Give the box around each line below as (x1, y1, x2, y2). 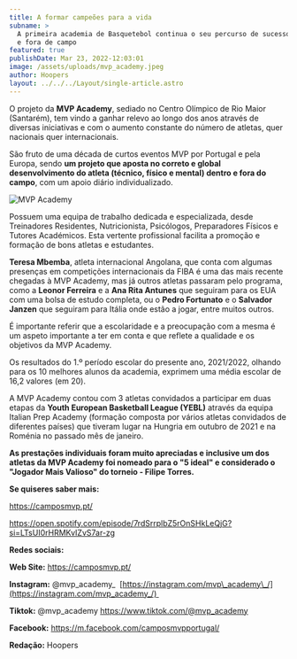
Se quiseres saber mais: (9, 484, 100, 494)
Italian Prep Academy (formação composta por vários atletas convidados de (9, 411, 287, 422)
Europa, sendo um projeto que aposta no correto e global (9, 158, 221, 168)
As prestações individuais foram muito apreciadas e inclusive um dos (9, 447, 270, 458)
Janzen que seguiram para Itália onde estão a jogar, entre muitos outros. (9, 303, 275, 314)
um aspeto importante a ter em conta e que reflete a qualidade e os (9, 329, 255, 341)
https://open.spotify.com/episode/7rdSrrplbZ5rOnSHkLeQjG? (9, 517, 232, 528)
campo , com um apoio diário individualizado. (9, 176, 174, 187)
